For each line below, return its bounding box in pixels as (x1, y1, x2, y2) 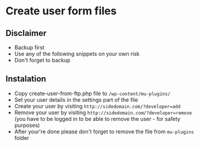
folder (14, 134, 29, 141)
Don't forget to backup (14, 57, 71, 63)
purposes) (14, 121, 40, 129)
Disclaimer (5, 28, 47, 38)
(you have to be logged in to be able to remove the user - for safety (14, 115, 181, 122)
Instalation (5, 74, 46, 84)
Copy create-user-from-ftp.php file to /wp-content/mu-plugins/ (14, 90, 171, 97)
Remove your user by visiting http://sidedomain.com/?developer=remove (14, 109, 192, 116)
